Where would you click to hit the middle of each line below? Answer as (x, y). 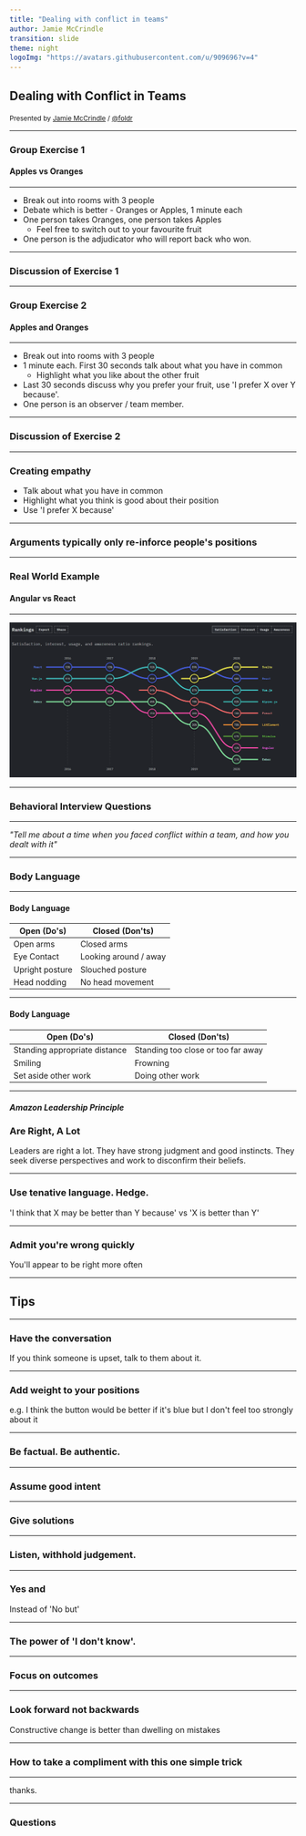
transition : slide (44, 38)
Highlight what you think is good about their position (121, 500)
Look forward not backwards (74, 1710)
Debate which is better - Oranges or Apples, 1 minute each (133, 210)
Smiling (27, 1062)
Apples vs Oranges (46, 171)
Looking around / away (123, 957)
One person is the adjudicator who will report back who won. (137, 239)
